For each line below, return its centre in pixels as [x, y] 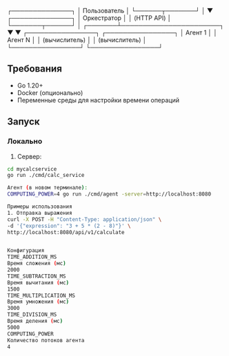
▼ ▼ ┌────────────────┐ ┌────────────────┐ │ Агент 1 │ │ [112, 32]
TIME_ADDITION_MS [32, 257]
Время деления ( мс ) [35, 321]
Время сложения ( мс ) [37, 264]
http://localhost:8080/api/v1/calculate [66, 232]
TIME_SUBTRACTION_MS [37, 276]
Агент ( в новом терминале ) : [48, 188]
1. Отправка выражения [40, 213]
